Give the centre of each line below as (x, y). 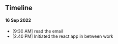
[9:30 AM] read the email (38, 31)
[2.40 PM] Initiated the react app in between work (63, 36)
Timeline (19, 8)
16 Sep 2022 (18, 20)
